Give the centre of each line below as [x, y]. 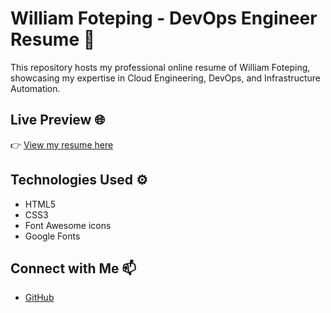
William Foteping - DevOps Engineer [164, 18]
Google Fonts [52, 236]
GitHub [39, 298]
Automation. [35, 88]
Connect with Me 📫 [73, 268]
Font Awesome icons [68, 225]
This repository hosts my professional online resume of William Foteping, [160, 67]
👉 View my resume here [62, 144]
